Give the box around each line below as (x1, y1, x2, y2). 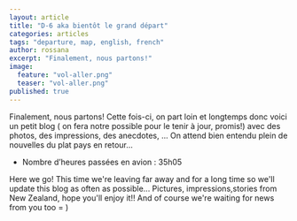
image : (9, 63, 34, 72)
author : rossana (9, 46, 69, 55)
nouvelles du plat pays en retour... (9, 139, 133, 150)
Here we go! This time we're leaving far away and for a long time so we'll (9, 173, 275, 184)
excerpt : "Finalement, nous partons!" (9, 54, 152, 63)
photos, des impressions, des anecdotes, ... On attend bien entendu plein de (9, 130, 288, 141)
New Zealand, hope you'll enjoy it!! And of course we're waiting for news (9, 192, 275, 203)
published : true (9, 87, 69, 95)
